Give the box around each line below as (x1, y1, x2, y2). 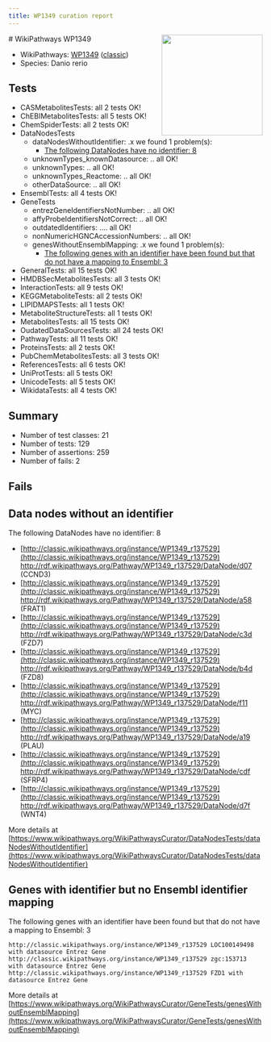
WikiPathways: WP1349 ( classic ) (19, 49, 129, 59)
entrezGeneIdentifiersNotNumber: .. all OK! (31, 206, 175, 215)
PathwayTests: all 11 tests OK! (19, 334, 119, 344)
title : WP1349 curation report (8, 11, 114, 20)
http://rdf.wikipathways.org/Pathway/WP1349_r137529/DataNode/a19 (19, 732, 251, 742)
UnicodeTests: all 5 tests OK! (19, 377, 115, 387)
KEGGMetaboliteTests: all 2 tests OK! (19, 291, 143, 301)
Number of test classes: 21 (19, 431, 109, 440)
